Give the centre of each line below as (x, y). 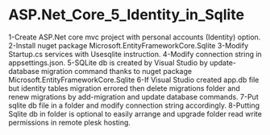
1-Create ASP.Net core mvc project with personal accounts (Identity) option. (135, 37)
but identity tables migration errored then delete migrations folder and (124, 88)
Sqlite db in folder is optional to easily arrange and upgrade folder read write (135, 113)
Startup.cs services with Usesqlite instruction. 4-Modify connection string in (135, 54)
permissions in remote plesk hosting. (70, 122)
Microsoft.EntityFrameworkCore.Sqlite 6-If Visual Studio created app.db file (134, 80)
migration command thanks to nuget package (116, 71)
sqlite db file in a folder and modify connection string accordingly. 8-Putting (134, 105)
